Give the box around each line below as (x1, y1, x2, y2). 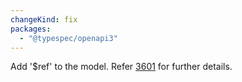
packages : (10, 24, 52, 34)
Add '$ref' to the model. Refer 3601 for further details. (10, 61, 233, 73)
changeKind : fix (10, 14, 78, 25)
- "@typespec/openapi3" (19, 33, 118, 43)
